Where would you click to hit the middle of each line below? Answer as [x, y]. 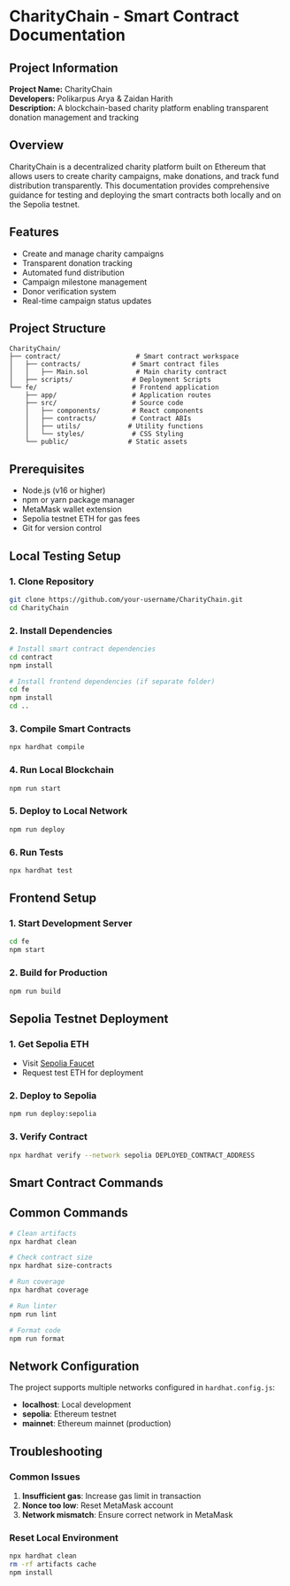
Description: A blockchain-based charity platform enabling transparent [139, 108]
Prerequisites [47, 469]
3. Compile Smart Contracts [70, 729]
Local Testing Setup [65, 556]
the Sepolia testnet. [45, 204]
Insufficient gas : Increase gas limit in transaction [111, 1496]
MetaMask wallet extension [72, 509]
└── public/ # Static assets [107, 442]
